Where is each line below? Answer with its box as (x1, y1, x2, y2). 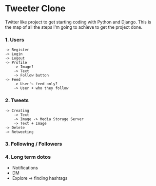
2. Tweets (5, 97, 29, 104)
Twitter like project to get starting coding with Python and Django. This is (5, 19, 152, 25)
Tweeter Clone (5, 3, 66, 14)
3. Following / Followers (5, 141, 62, 148)
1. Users (5, 36, 24, 43)
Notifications (12, 165, 38, 170)
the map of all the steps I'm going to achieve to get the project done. (5, 24, 143, 30)
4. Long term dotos (5, 154, 51, 161)
